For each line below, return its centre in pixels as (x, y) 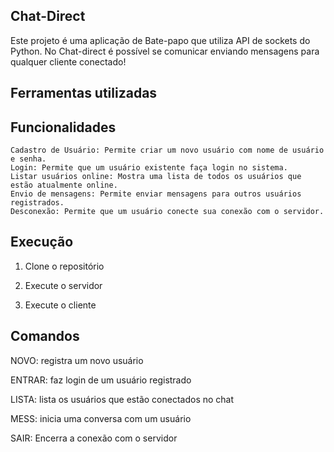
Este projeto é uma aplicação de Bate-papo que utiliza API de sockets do (160, 40)
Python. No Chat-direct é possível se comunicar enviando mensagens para (165, 51)
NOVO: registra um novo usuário (77, 360)
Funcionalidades (63, 127)
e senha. (28, 159)
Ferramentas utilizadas (84, 93)
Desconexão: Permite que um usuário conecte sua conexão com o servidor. (167, 212)
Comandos (45, 336)
